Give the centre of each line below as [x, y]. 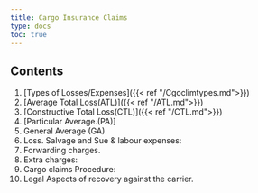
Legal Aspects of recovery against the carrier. [108, 179]
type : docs [31, 26]
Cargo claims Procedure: [69, 170]
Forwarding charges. [62, 151]
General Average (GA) [64, 131]
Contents [37, 71]
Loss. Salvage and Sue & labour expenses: [102, 141]
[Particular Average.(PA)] [69, 122]
